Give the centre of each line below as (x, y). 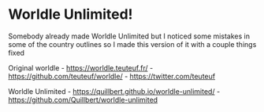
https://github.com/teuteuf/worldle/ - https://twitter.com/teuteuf (112, 76)
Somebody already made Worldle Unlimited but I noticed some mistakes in (129, 36)
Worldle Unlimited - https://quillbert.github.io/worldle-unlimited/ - (114, 91)
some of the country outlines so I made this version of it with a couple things (132, 44)
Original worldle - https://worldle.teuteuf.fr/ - (81, 67)
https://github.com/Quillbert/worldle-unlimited (83, 99)
